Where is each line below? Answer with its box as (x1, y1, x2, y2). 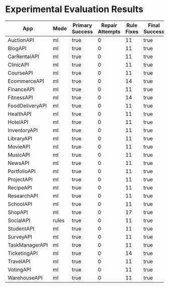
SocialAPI (8, 217, 31, 224)
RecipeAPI (8, 184, 32, 191)
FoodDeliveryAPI (8, 102, 47, 109)
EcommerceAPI (8, 77, 44, 84)
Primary (72, 22, 92, 29)
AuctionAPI (8, 36, 34, 43)
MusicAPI (8, 151, 30, 158)
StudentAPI (8, 225, 35, 232)
